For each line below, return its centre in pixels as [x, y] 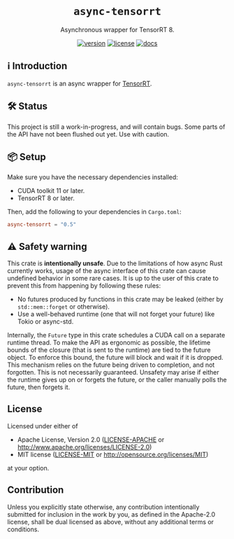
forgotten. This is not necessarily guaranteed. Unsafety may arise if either [114, 372]
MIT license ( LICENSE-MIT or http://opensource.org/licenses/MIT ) [113, 454]
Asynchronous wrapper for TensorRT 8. [117, 29]
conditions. [23, 529]
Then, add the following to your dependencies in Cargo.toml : [94, 212]
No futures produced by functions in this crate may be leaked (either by [120, 300]
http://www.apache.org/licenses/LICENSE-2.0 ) [85, 447]
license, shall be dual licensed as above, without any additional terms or [111, 521]
